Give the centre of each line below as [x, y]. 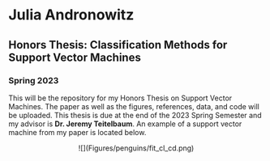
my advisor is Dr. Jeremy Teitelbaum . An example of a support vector [125, 124]
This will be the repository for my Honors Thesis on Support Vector [120, 98]
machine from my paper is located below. [77, 132]
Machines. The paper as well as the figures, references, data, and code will [134, 106]
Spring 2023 [34, 80]
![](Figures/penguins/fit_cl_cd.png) [136, 148]
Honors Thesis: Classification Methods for [118, 45]
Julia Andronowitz [71, 15]
